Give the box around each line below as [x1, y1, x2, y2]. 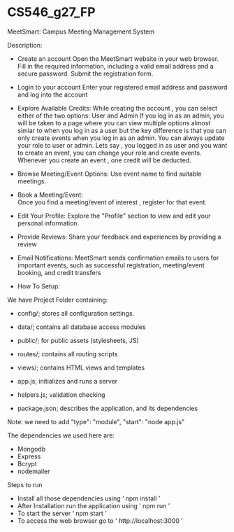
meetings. [17, 176, 47, 185]
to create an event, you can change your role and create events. [17, 148, 202, 157]
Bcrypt [17, 459, 37, 468]
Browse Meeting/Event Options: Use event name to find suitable [17, 169, 202, 178]
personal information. [17, 218, 80, 227]
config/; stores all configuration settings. [17, 309, 135, 317]
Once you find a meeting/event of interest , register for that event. [17, 197, 207, 206]
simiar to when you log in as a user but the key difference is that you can [17, 126, 227, 134]
